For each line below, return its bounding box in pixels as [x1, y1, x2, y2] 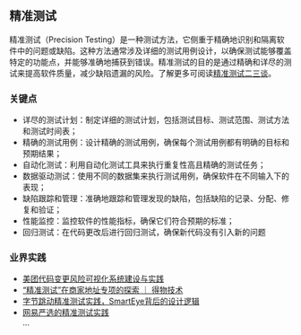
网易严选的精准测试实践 [21, 307, 109, 318]
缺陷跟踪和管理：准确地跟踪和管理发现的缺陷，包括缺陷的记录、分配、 [21, 193, 282, 204]
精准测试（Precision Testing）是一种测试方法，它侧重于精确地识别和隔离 [9, 34, 278, 45]
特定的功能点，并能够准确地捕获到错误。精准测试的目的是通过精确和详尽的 [9, 57, 284, 67]
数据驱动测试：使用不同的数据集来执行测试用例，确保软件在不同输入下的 [21, 171, 289, 181]
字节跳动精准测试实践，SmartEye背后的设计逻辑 [21, 295, 200, 307]
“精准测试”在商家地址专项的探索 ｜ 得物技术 [21, 285, 184, 295]
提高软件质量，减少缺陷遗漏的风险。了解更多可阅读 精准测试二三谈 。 [24, 67, 276, 78]
